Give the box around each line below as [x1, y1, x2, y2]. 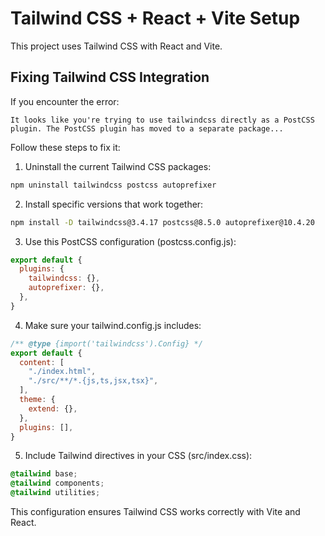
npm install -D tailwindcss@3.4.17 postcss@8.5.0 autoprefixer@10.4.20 [10, 217, 315, 227]
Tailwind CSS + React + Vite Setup [10, 7, 301, 30]
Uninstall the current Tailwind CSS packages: [24, 160, 212, 172]
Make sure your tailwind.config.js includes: [24, 319, 202, 331]
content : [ [19, 357, 65, 367]
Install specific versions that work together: [24, 198, 204, 210]
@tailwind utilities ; [10, 488, 101, 498]
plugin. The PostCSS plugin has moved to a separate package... [10, 123, 284, 134]
